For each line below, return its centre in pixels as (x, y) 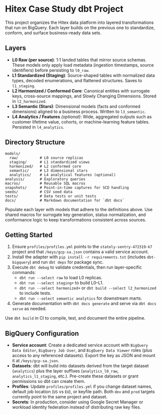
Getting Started (29, 235)
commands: (24, 272)
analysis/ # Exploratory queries (45, 179)
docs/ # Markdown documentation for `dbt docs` (65, 200)
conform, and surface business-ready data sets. (53, 33)
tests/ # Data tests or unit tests (51, 196)
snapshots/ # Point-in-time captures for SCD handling (67, 188)
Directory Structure (35, 142)
